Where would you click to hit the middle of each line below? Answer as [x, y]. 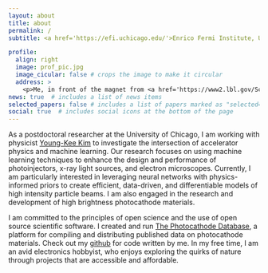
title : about [30, 23]
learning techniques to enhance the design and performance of [112, 160]
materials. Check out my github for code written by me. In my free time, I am [134, 243]
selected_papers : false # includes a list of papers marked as [116, 105]
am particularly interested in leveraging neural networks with [108, 177]
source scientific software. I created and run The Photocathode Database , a [133, 226]
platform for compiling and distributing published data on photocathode [126, 235]
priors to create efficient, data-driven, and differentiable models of [148, 185]
